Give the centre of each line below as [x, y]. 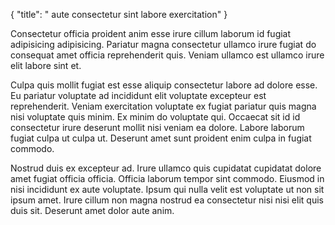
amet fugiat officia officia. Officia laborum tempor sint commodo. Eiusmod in [167, 178]
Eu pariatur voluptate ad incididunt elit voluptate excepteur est [138, 95]
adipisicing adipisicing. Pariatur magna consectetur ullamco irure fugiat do [163, 44]
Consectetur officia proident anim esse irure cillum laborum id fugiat [151, 33]
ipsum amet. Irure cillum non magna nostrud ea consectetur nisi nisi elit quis [167, 200]
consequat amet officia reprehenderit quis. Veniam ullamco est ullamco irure [167, 55]
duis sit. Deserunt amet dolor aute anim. [92, 210]
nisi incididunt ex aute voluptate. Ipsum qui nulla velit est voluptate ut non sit [167, 189]
